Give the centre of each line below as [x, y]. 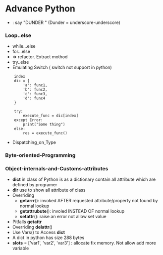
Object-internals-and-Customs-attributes [57, 169]
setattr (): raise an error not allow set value [63, 217]
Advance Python [40, 9]
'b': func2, [35, 90]
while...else [24, 46]
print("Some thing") [44, 125]
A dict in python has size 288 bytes [48, 238]
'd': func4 [34, 98]
